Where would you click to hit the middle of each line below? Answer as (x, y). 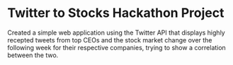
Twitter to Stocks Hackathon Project (116, 13)
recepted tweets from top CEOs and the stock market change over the (110, 40)
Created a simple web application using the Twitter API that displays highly (116, 32)
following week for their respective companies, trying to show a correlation (117, 47)
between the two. (33, 55)
